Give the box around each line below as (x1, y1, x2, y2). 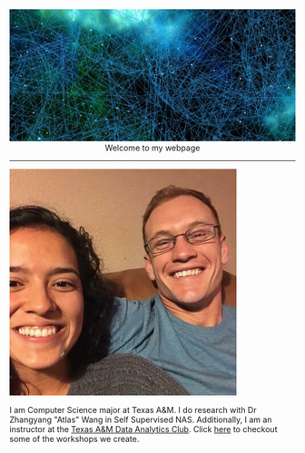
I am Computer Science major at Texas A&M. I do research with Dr (9, 404, 257, 415)
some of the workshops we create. (9, 433, 140, 444)
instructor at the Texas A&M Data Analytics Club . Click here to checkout (9, 423, 278, 434)
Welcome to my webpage (104, 142, 201, 153)
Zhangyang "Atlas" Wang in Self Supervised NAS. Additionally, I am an (9, 414, 272, 425)
